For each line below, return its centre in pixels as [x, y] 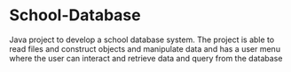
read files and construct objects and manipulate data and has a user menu [145, 48]
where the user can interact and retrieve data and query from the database [146, 58]
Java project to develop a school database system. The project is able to [142, 40]
